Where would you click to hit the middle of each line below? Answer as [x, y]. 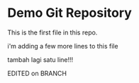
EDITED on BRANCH [37, 73]
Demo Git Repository [70, 13]
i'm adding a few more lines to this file [63, 46]
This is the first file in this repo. [52, 32]
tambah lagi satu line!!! [40, 59]
